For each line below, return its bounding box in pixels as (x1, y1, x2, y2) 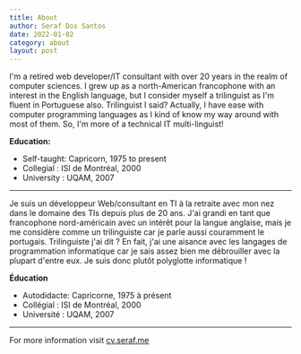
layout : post (9, 47, 58, 56)
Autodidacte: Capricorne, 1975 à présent (21, 290, 172, 301)
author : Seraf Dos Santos (9, 22, 106, 30)
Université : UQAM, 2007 (21, 309, 115, 320)
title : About (9, 13, 58, 22)
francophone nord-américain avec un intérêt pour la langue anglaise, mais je (9, 217, 292, 229)
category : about (9, 38, 70, 47)
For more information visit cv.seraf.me (9, 335, 150, 346)
